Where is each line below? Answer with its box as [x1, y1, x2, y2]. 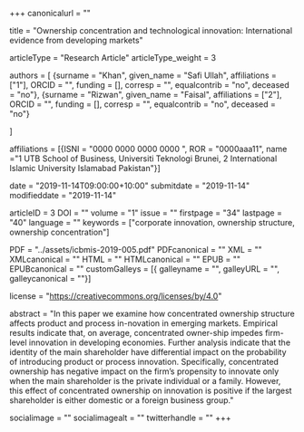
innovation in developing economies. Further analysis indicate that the [28, 337, 291, 348]
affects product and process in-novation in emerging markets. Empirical [9, 318, 279, 329]
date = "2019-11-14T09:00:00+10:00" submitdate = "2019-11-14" [9, 180, 250, 191]
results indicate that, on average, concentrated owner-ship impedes [9, 328, 263, 338]
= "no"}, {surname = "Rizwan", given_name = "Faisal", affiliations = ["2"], [9, 90, 282, 100]
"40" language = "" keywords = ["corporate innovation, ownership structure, [9, 217, 295, 227]
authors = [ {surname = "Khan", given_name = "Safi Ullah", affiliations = [9, 70, 277, 81]
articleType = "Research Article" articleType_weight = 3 [9, 53, 216, 62]
